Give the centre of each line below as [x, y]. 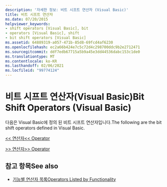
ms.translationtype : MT [30, 56]
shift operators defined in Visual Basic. [45, 128]
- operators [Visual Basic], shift [42, 33]
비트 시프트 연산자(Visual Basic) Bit [75, 97]
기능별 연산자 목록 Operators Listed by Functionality [64, 179]
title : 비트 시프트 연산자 [29, 15]
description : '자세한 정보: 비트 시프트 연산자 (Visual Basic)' [67, 10]
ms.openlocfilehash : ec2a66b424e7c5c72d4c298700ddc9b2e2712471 [73, 47]
